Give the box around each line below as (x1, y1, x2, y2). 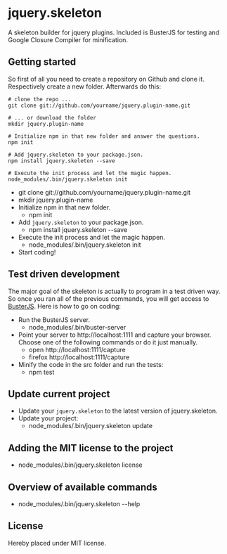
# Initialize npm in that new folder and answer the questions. (8, 132, 200, 140)
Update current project (8, 388, 110, 400)
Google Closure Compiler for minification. (8, 35, 129, 44)
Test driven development (8, 269, 120, 281)
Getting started (8, 56, 77, 68)
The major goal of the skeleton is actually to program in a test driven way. (8, 287, 221, 295)
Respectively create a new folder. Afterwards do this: (8, 82, 162, 91)
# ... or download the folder (8, 114, 97, 121)
